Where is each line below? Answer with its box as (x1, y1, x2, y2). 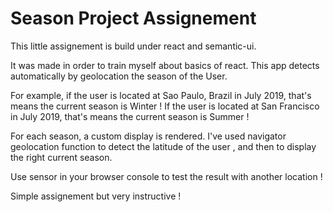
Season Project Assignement (10, 7, 257, 30)
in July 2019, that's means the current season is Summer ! (10, 110, 250, 122)
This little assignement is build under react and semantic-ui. (10, 40, 257, 52)
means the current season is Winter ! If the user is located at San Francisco (10, 100, 320, 112)
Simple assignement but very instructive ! (10, 190, 182, 202)
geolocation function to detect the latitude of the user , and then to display (10, 140, 317, 152)
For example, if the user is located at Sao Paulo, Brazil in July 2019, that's (10, 89, 312, 101)
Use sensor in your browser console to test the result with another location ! (10, 170, 323, 182)
